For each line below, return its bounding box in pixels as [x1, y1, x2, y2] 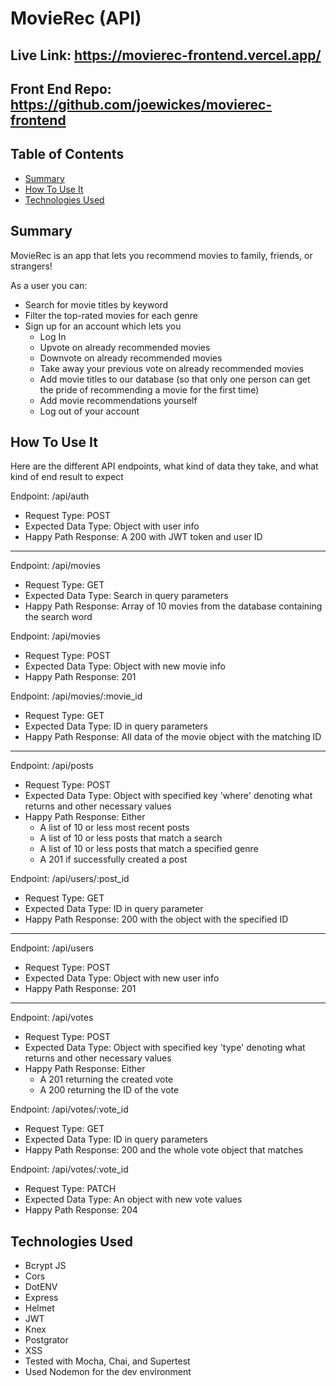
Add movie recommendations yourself [39, 394, 198, 406]
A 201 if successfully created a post [39, 853, 188, 866]
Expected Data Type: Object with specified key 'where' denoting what [24, 790, 313, 802]
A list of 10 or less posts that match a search [39, 832, 223, 844]
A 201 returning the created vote [39, 1073, 174, 1086]
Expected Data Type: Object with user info [24, 520, 200, 532]
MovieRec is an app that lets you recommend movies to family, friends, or [10, 249, 313, 261]
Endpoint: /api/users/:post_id [10, 873, 130, 885]
